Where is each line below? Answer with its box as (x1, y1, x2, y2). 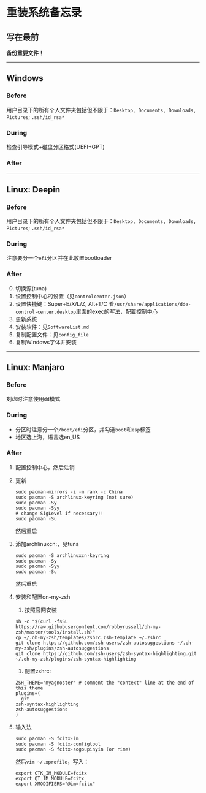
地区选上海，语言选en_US (15, 433, 80, 441)
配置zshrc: (24, 667, 51, 675)
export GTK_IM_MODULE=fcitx (15, 770, 87, 776)
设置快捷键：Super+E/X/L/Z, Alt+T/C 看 (15, 300, 115, 307)
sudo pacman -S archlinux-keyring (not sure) (15, 494, 134, 500)
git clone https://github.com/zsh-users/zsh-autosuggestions (15, 640, 175, 646)
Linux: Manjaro (6, 362, 65, 373)
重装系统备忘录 (6, 6, 82, 20)
